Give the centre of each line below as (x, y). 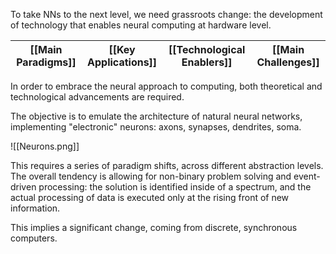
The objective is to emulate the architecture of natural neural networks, (156, 116)
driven (23, 187)
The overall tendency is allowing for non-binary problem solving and (151, 176)
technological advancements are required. (97, 97)
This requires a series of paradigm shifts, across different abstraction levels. (167, 165)
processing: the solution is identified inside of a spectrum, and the (175, 187)
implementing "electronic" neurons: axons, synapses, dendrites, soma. (156, 127)
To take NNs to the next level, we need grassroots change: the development (166, 14)
